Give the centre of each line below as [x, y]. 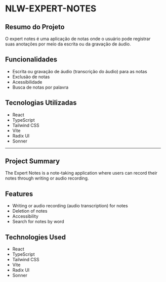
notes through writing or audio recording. [47, 178]
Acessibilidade [27, 82]
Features [19, 194]
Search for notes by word [38, 222]
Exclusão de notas [31, 77]
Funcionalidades [31, 60]
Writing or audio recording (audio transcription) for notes [70, 206]
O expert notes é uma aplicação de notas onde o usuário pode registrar [78, 39]
